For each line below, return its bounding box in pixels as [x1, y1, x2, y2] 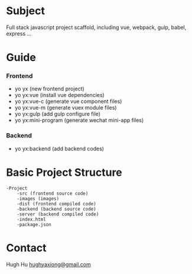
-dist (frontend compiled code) [17, 201, 96, 207]
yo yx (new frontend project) [14, 85, 84, 92]
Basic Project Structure [6, 166, 122, 179]
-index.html [17, 216, 46, 223]
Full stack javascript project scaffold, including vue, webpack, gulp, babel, [6, 24, 187, 31]
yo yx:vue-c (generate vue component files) [14, 98, 122, 105]
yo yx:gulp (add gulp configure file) [14, 111, 101, 118]
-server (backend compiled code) [17, 211, 99, 217]
